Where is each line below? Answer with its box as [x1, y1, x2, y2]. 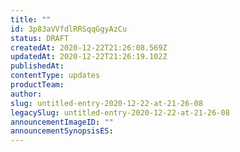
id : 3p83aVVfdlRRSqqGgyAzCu [10, 24, 128, 34]
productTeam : [10, 80, 65, 90]
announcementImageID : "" [10, 117, 114, 127]
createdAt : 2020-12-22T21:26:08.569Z [10, 42, 168, 53]
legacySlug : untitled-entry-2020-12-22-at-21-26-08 [10, 107, 230, 118]
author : [10, 89, 43, 99]
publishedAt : [10, 61, 65, 71]
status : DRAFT [10, 33, 70, 43]
